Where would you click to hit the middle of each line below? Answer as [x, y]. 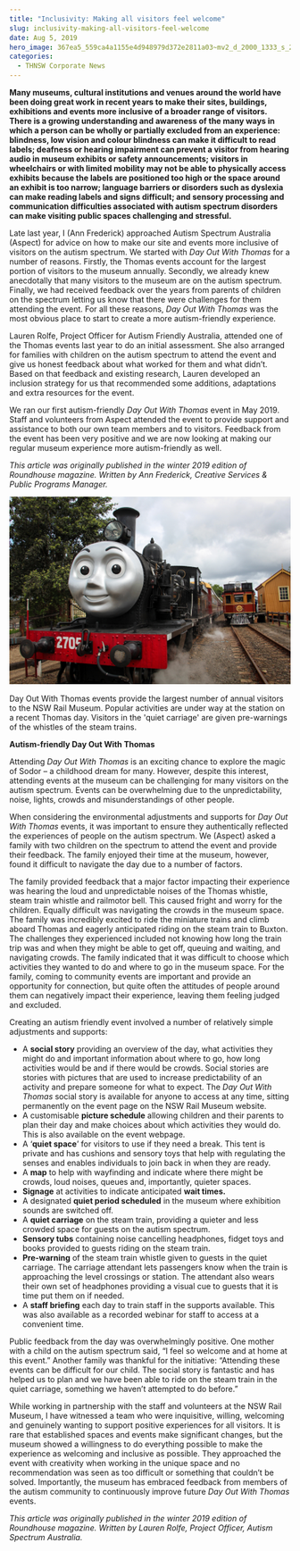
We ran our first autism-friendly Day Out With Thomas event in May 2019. [144, 410]
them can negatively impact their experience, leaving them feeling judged [145, 995]
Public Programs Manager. [58, 484]
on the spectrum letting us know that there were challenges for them [135, 300]
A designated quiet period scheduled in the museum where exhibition [151, 1200]
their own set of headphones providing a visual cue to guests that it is [150, 1286]
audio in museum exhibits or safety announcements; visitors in [129, 159]
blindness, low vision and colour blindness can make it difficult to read [143, 140]
